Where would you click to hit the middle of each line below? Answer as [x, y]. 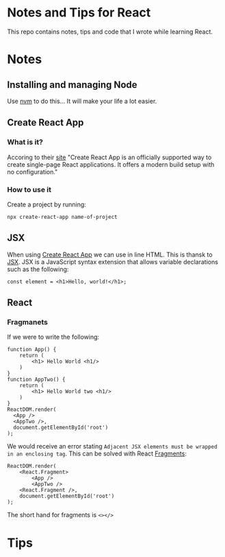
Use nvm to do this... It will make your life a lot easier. [82, 101]
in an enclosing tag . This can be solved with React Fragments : [97, 453]
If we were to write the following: [53, 337]
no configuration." [32, 171]
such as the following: [38, 269]
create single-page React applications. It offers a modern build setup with [111, 164]
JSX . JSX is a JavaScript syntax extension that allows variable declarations [113, 261]
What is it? [25, 142]
